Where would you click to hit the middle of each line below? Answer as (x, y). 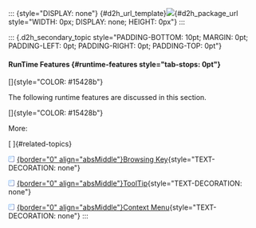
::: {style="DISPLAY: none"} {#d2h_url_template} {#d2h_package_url (123, 13)
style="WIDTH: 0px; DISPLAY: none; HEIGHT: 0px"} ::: (97, 22)
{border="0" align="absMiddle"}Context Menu (93, 207)
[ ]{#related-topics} (40, 144)
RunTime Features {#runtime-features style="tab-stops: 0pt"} (114, 64)
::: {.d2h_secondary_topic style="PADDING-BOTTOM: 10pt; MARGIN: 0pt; (128, 37)
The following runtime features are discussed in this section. (108, 98)
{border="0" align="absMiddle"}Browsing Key (93, 159)
